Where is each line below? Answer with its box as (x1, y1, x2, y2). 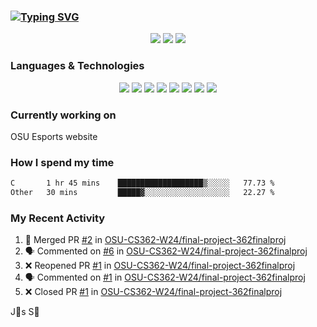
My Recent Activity (10, 211, 106, 225)
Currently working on (10, 108, 117, 122)
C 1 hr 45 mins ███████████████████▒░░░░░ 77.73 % (10, 178, 275, 189)
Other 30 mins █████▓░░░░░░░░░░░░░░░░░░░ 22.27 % (10, 188, 275, 198)
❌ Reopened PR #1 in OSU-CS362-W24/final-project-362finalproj (24, 260, 296, 272)
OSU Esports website (10, 130, 98, 142)
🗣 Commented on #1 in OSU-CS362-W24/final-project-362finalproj (24, 271, 306, 284)
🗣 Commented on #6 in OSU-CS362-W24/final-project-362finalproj (24, 245, 308, 257)
